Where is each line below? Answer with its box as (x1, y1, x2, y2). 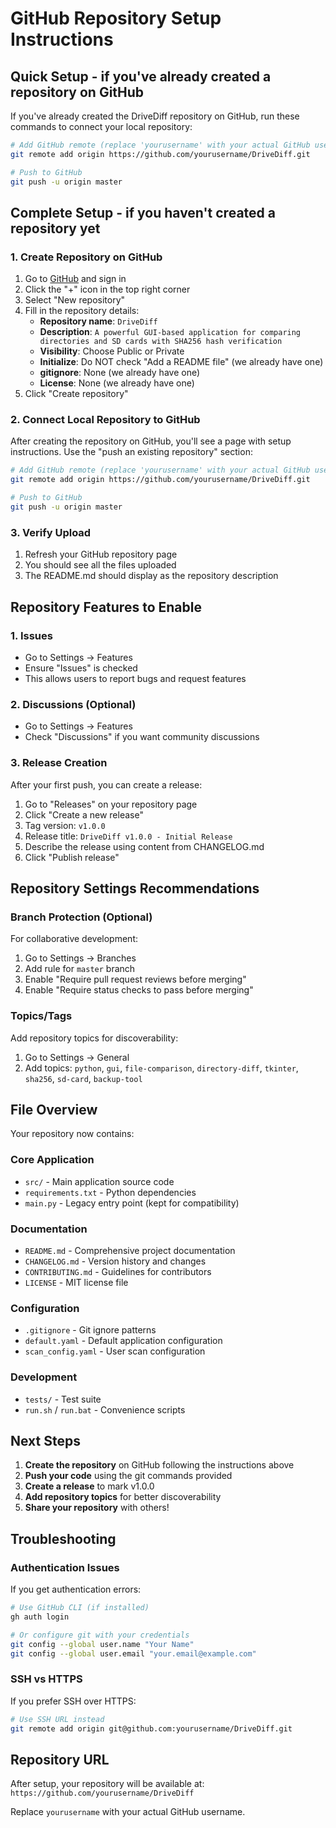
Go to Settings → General (24, 1051, 130, 1063)
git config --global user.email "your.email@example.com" (10, 1648, 257, 1659)
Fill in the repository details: (24, 305, 140, 317)
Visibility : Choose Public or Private (39, 345, 185, 357)
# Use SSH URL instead (10, 1714, 105, 1724)
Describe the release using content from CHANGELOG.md (24, 840, 265, 852)
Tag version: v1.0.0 (24, 819, 106, 831)
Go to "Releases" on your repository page (24, 798, 198, 810)
